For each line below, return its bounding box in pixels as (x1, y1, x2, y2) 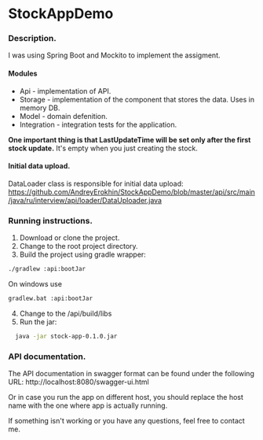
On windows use (8, 279, 63, 289)
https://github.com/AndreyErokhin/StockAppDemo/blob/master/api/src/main (8, 187, 255, 197)
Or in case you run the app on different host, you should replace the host (8, 393, 243, 402)
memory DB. (19, 103, 60, 113)
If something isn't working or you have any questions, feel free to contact (8, 416, 245, 426)
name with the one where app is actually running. (8, 401, 168, 410)
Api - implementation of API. (19, 86, 111, 95)
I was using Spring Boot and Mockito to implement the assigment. (8, 50, 221, 60)
